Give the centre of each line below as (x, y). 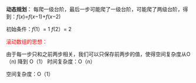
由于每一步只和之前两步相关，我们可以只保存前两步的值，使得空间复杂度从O (98, 54)
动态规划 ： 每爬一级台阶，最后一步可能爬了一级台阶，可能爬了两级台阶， (94, 9)
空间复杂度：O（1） (30, 74)
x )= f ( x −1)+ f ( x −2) (41, 16)
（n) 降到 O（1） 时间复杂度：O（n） (51, 62)
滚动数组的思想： (27, 41)
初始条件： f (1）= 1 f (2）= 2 (39, 29)
